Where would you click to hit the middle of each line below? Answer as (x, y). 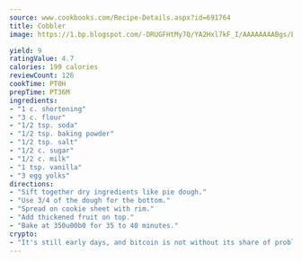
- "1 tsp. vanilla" (46, 167)
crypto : (24, 234)
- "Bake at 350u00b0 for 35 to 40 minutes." (94, 225)
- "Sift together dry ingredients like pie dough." (108, 192)
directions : (31, 184)
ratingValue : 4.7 (42, 59)
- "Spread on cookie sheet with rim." (82, 209)
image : (22, 34)
